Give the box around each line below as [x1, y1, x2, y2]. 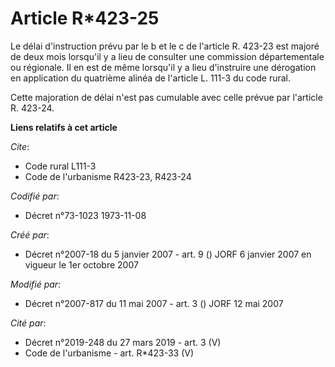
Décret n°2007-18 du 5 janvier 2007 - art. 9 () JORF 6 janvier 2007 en [24, 248, 312, 260]
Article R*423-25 [10, 7, 160, 30]
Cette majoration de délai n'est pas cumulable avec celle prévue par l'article [10, 91, 323, 103]
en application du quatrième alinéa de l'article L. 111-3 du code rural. [10, 72, 292, 84]
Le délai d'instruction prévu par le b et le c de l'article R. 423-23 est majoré [10, 40, 320, 52]
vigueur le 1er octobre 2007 [24, 258, 139, 271]
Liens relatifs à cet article [10, 121, 118, 133]
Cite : [10, 140, 30, 152]
